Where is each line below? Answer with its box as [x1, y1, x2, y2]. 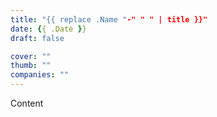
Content [10, 97, 44, 109]
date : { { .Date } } [10, 24, 87, 34]
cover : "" [10, 51, 52, 61]
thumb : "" [10, 61, 52, 71]
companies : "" [10, 70, 70, 80]
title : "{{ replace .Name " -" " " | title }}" [10, 14, 208, 25]
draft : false [10, 33, 65, 43]
